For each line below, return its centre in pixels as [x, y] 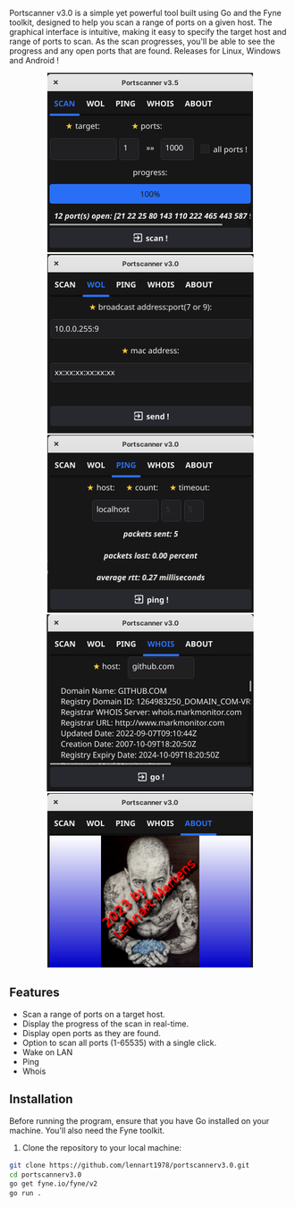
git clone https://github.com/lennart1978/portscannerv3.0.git [130, 1165]
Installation [41, 1099]
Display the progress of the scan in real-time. [105, 1024]
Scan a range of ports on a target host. [93, 1014]
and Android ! [34, 60]
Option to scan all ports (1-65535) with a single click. [119, 1042]
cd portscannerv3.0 [46, 1175]
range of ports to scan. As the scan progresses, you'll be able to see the [142, 41]
